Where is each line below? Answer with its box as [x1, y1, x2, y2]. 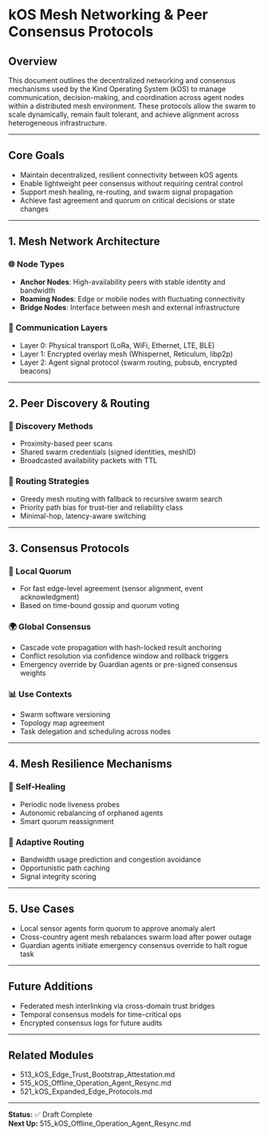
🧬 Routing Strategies [8, 476, 90, 487]
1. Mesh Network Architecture [8, 234, 160, 249]
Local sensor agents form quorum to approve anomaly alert [19, 923, 215, 933]
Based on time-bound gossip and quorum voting [19, 601, 179, 610]
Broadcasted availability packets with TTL [19, 456, 158, 466]
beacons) [19, 366, 52, 375]
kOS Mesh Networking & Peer [8, 6, 209, 24]
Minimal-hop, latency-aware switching [19, 510, 146, 521]
